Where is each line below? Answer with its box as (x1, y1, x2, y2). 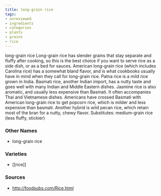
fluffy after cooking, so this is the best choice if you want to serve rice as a (5, 57, 155, 64)
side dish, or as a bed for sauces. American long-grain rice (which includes (5, 63, 156, 69)
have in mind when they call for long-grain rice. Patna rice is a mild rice (5, 73, 148, 79)
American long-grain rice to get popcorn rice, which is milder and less (5, 99, 146, 105)
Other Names (5, 127, 38, 134)
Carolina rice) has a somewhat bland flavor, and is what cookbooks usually (5, 68, 155, 74)
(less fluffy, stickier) (5, 115, 45, 121)
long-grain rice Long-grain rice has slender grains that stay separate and (5, 52, 152, 58)
